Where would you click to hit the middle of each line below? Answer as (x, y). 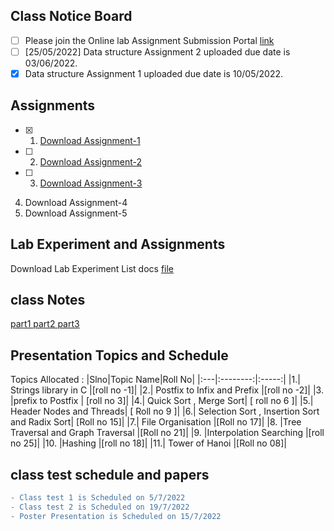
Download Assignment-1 (90, 140)
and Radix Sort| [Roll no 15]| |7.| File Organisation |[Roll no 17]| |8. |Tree (156, 422)
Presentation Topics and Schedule (119, 355)
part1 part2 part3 (45, 324)
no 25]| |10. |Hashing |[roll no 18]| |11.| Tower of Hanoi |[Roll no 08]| (148, 443)
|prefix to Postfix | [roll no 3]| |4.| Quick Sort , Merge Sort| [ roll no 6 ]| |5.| (162, 401)
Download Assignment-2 (91, 161)
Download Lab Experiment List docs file (92, 268)
